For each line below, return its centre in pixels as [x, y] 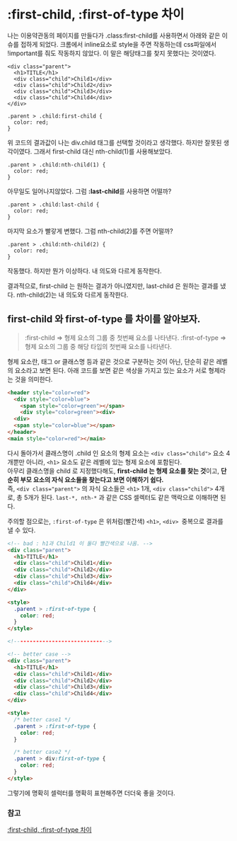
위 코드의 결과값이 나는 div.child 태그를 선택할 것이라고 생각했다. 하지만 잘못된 [115, 142]
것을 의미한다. [34, 379]
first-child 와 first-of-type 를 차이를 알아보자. [104, 319]
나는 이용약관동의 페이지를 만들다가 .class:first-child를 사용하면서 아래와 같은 [114, 35]
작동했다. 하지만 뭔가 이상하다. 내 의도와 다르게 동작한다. [85, 270]
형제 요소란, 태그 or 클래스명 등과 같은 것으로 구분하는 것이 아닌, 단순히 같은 [111, 361]
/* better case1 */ [42, 719]
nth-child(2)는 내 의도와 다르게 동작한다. [73, 294]
